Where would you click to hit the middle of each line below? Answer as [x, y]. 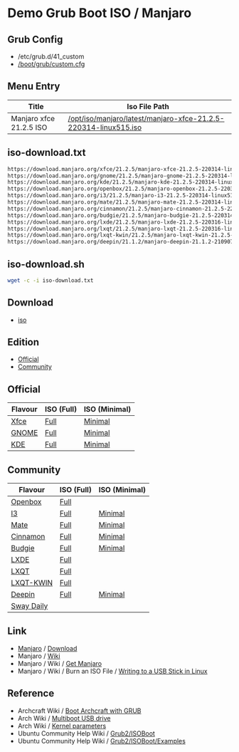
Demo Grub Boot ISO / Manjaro [100, 13]
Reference [31, 693]
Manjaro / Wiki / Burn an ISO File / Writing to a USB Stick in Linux [112, 671]
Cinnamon [28, 537]
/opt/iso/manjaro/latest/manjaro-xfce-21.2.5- [146, 118]
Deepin [23, 595]
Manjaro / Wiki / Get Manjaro [59, 663]
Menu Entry [34, 87]
